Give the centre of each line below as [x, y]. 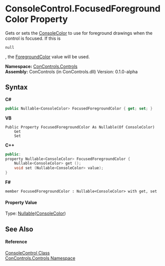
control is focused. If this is [33, 38]
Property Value [21, 202]
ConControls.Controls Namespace [40, 258]
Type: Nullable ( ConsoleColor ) [36, 213]
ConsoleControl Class [27, 253]
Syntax [16, 87]
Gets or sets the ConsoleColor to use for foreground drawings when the [79, 33]
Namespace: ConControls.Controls [41, 66]
